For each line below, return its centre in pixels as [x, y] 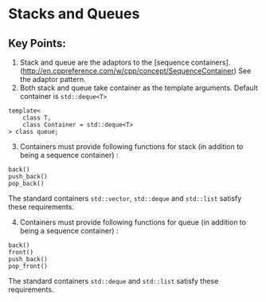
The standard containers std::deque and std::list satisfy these [113, 281]
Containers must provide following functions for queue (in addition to [133, 222]
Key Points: [37, 43]
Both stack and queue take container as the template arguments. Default [139, 88]
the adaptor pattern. [53, 79]
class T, [37, 118]
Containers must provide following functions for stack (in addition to [131, 147]
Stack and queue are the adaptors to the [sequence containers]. [125, 62]
